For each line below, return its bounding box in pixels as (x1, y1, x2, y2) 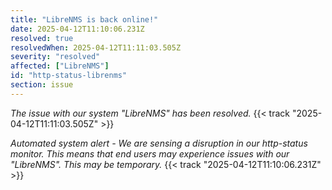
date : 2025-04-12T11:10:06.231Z (10, 24, 145, 34)
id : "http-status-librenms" (10, 71, 128, 81)
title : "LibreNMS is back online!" (10, 14, 159, 25)
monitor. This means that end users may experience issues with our (10, 147, 290, 160)
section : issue (10, 80, 74, 90)
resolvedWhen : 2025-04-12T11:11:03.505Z (10, 42, 182, 53)
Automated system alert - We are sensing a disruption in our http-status (10, 137, 308, 149)
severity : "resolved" (10, 52, 101, 62)
